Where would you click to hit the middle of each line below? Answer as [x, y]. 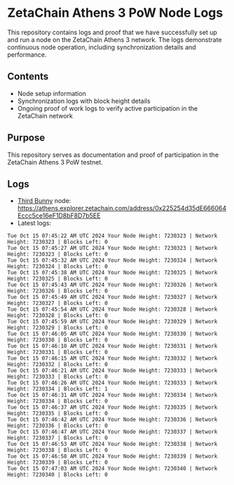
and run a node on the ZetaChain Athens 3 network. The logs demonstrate [115, 39]
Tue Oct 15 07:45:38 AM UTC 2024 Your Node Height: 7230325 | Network [112, 273]
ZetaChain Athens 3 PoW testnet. [55, 162]
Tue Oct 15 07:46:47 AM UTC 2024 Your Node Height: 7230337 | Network [112, 432]
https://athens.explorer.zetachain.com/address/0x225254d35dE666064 [122, 209]
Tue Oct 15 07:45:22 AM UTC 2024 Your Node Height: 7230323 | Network [112, 236]
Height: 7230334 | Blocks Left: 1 [58, 389]
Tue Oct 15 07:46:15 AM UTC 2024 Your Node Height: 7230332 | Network [112, 358]
